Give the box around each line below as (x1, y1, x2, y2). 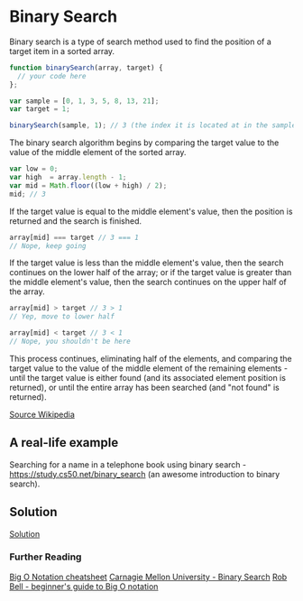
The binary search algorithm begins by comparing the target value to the (9, 137, 280, 148)
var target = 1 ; (9, 105, 70, 114)
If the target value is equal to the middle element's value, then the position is (9, 206, 293, 217)
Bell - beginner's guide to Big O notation (9, 580, 159, 592)
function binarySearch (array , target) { (9, 63, 164, 72)
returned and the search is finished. (9, 215, 142, 227)
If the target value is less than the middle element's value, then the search (9, 257, 284, 268)
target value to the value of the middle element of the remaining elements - (9, 363, 289, 374)
